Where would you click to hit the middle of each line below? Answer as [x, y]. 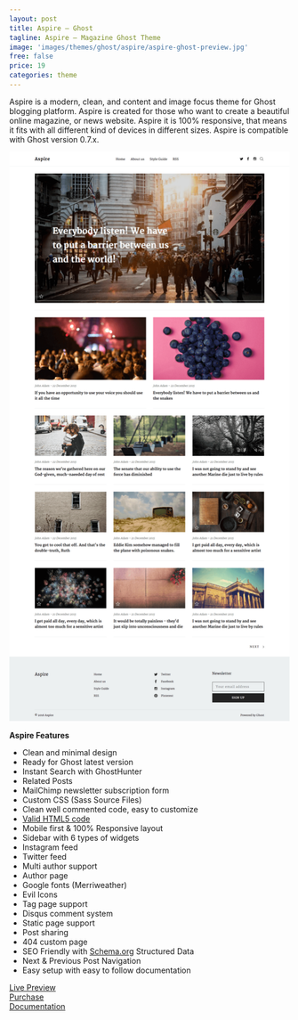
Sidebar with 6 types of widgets [81, 837]
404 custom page [55, 942]
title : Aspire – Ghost [51, 28]
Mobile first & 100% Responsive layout [93, 828]
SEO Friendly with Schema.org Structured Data [108, 951]
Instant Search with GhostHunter [82, 771]
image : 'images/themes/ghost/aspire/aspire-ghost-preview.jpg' [129, 47]
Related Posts [47, 780]
